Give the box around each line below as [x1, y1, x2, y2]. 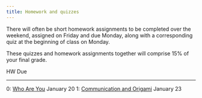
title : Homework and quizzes [6, 8, 79, 15]
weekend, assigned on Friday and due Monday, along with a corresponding [6, 31, 193, 39]
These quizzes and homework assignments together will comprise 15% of [6, 49, 189, 57]
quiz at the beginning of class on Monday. [6, 38, 110, 45]
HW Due [6, 67, 27, 75]
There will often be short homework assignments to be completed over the [6, 25, 191, 32]
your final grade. [6, 56, 47, 63]
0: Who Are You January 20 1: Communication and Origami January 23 [6, 85, 182, 92]
